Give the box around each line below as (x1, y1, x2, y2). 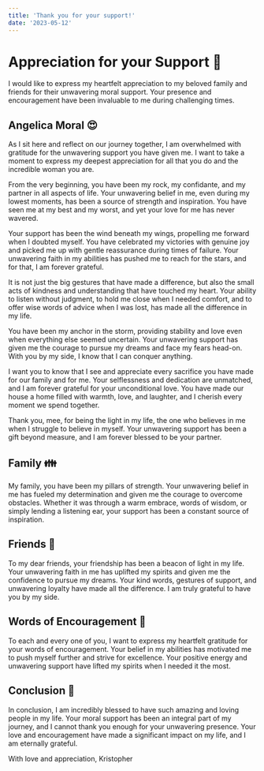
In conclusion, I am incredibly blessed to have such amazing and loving (8, 705, 240, 714)
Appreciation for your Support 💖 (8, 53, 222, 71)
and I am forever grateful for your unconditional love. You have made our (8, 384, 244, 393)
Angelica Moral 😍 (8, 118, 99, 132)
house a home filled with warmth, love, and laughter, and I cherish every (8, 392, 243, 402)
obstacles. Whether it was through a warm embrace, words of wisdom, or (8, 498, 247, 507)
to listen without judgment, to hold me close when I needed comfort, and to (8, 294, 252, 304)
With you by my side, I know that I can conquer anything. (8, 352, 193, 361)
